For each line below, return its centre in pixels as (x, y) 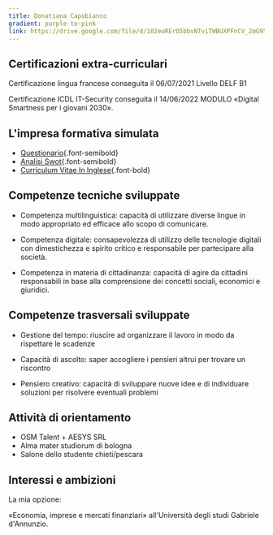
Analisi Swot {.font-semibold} (68, 162)
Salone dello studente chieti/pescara (82, 455)
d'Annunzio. (28, 524)
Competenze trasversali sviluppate (99, 315)
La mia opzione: (35, 499)
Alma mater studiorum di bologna (76, 446)
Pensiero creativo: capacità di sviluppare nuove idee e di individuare (134, 383)
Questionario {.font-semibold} (69, 153)
